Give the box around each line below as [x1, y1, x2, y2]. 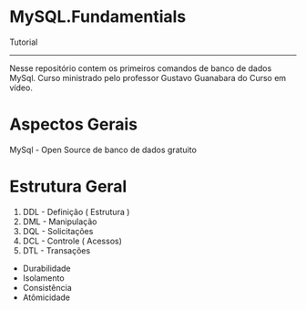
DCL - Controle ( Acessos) [22, 235, 123, 246]
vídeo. [9, 82, 34, 93]
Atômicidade [22, 292, 71, 303]
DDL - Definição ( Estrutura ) [22, 206, 130, 217]
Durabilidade [22, 263, 71, 274]
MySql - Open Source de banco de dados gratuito [9, 144, 198, 155]
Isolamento [22, 272, 66, 284]
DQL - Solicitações [22, 225, 94, 236]
